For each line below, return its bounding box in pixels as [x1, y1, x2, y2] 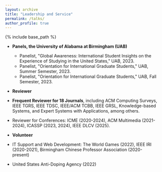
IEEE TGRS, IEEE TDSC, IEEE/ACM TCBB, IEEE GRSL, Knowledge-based [12, 103, 156, 109]
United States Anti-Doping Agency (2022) [12, 161, 97, 167]
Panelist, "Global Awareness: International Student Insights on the [19, 53, 152, 59]
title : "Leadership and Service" [5, 12, 73, 17]
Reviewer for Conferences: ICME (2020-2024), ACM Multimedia [12, 117, 141, 123]
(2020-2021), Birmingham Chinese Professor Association [12, 147, 127, 153]
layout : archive [5, 7, 38, 12]
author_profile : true [5, 20, 49, 26]
